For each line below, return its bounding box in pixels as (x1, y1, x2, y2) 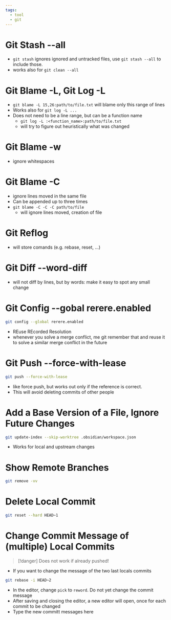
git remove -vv (5, 479, 38, 484)
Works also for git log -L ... (12, 107, 77, 113)
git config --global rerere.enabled (5, 319, 83, 324)
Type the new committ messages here (12, 608, 94, 614)
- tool (10, 12, 24, 17)
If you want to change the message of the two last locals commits (12, 568, 152, 573)
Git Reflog (5, 227, 49, 239)
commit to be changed (12, 603, 60, 609)
